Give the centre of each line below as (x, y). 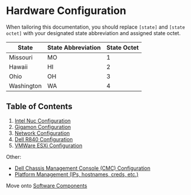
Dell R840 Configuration (44, 139)
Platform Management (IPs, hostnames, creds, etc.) (77, 174)
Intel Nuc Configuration (43, 120)
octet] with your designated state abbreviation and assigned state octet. (93, 33)
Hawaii (18, 67)
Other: (14, 156)
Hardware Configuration (66, 11)
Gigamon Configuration (43, 127)
